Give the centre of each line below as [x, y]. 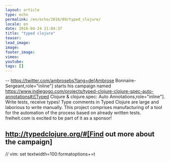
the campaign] [29, 142]
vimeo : [12, 57]
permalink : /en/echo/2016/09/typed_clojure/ [53, 19]
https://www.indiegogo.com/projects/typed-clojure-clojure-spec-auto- [79, 91]
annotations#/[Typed [27, 97]
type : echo [17, 15]
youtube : [14, 62]
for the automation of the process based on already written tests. [73, 113]
